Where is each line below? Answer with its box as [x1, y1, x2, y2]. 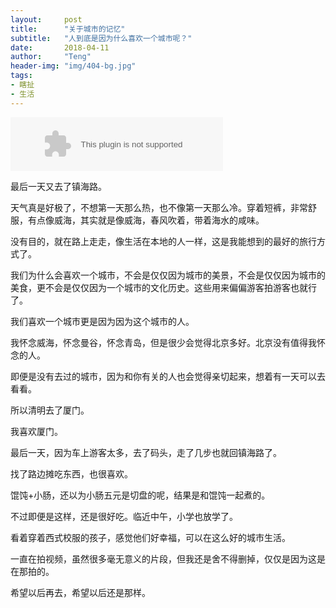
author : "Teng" [10, 52, 92, 62]
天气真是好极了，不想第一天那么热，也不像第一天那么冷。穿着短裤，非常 [10, 201, 308, 213]
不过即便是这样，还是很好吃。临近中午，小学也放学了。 [10, 510, 238, 522]
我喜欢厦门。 [10, 425, 63, 437]
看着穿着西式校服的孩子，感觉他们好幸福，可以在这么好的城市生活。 [10, 531, 291, 543]
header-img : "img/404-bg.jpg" [10, 61, 137, 71]
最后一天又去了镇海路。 [10, 180, 107, 192]
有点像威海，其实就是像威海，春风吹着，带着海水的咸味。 [27, 214, 265, 226]
